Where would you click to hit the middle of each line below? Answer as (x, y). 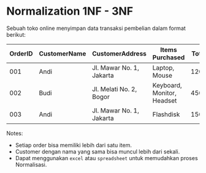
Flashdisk (166, 114)
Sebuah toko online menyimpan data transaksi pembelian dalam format (96, 28)
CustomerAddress (119, 53)
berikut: (16, 34)
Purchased (169, 57)
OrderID (21, 53)
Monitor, (164, 93)
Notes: (15, 133)
